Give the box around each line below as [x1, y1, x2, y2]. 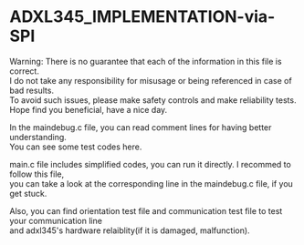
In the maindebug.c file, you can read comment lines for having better [9, 121, 272, 133]
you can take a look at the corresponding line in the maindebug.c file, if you [9, 178, 294, 189]
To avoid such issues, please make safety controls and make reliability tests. [9, 94, 297, 106]
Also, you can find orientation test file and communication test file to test [9, 205, 283, 216]
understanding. [9, 131, 67, 142]
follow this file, [9, 168, 65, 179]
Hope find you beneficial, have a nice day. [9, 104, 168, 115]
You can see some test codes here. [9, 141, 142, 152]
